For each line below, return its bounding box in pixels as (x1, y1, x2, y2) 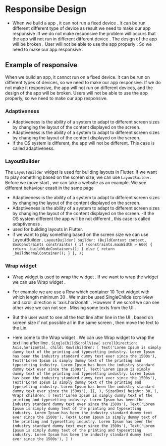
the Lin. (12, 325, 28, 331)
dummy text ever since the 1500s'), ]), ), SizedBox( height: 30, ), (12, 388, 160, 394)
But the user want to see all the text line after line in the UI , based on (12, 314, 154, 320)
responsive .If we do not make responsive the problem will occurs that (12, 30, 156, 36)
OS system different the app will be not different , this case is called (12, 216, 151, 222)
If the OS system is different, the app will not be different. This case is (12, 140, 155, 146)
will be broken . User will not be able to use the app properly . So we (12, 41, 152, 47)
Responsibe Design (5, 3, 87, 15)
